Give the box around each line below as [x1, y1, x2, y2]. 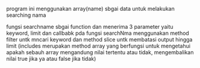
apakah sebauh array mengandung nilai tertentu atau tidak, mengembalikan [6, 49, 194, 56]
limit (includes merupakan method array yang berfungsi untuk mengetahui [6, 42, 191, 49]
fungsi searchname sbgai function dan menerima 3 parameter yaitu [6, 23, 173, 30]
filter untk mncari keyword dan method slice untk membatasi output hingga [6, 36, 193, 43]
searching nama [6, 11, 46, 19]
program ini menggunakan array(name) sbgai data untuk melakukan [6, 5, 175, 12]
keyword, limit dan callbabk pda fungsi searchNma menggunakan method [6, 29, 190, 37]
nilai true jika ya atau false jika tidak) [6, 55, 96, 62]
